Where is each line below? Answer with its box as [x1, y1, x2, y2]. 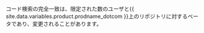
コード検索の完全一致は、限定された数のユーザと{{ [6, 5, 135, 12]
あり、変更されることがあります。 [16, 20, 102, 27]
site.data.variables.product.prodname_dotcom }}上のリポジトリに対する [6, 13, 188, 20]
